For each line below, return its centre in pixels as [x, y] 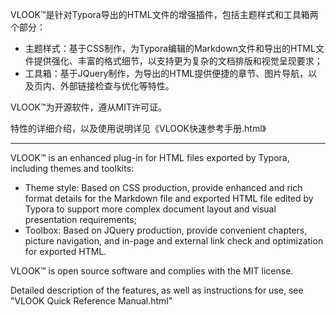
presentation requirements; [80, 219]
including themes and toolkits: [72, 168]
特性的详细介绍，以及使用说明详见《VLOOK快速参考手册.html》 [138, 128]
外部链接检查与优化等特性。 [117, 86]
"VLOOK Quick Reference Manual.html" [91, 301]
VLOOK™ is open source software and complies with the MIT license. [152, 271]
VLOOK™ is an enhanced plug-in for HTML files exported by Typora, [150, 157]
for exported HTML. [65, 251]
